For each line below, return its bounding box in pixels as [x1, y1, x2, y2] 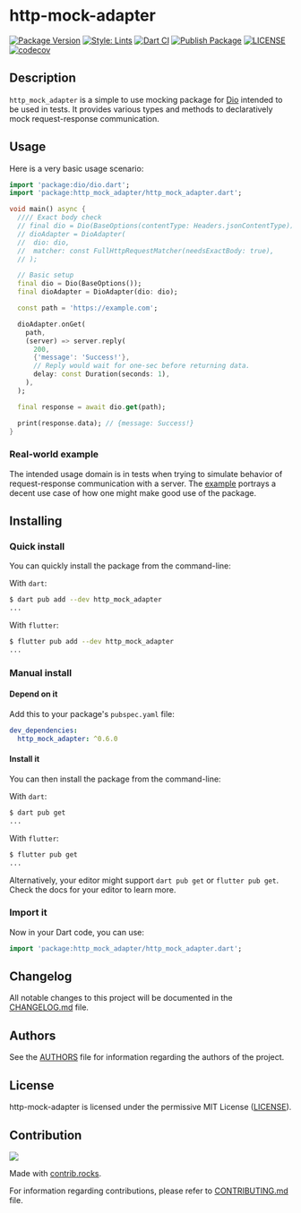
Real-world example [9, 448, 99, 461]
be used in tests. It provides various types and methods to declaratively [9, 104, 273, 115]
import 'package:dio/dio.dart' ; [9, 180, 130, 189]
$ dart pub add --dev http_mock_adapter [9, 595, 163, 604]
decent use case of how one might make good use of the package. [9, 487, 257, 498]
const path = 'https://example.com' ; [17, 303, 159, 313]
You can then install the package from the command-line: [9, 773, 221, 784]
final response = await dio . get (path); [17, 402, 167, 412]
